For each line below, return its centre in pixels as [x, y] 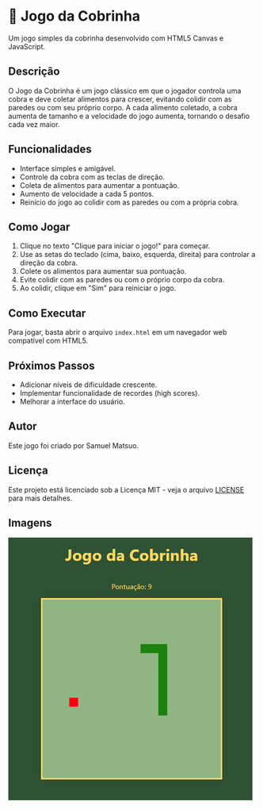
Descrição [34, 72]
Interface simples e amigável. [68, 168]
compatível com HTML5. [48, 341]
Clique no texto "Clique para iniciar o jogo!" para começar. [115, 246]
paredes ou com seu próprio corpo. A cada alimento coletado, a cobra [123, 107]
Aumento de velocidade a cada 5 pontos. [87, 194]
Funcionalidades [50, 150]
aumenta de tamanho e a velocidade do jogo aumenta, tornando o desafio [129, 116]
